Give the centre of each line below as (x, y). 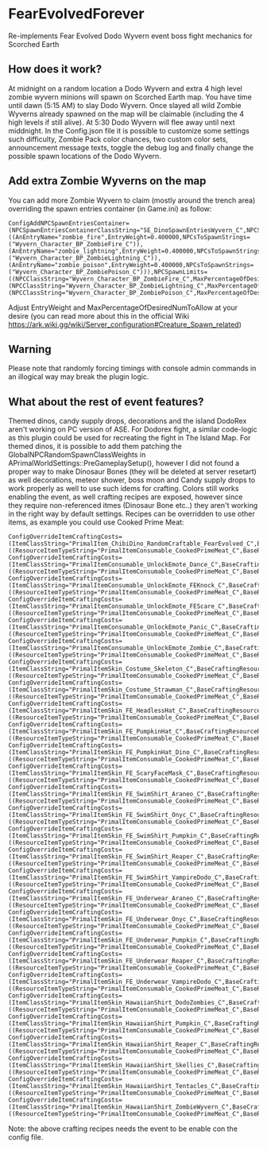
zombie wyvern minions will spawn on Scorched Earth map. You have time (130, 97)
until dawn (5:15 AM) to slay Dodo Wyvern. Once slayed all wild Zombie (125, 105)
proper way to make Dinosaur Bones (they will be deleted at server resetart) (132, 472)
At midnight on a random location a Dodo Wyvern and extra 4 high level (125, 88)
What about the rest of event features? (106, 402)
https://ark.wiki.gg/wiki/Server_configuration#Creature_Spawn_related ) (125, 324)
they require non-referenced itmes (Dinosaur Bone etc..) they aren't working (133, 505)
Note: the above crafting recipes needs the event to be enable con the (123, 1129)
